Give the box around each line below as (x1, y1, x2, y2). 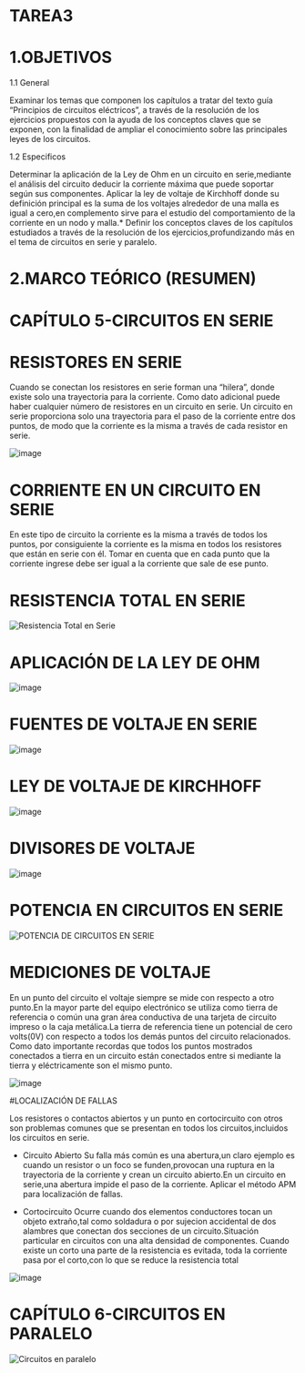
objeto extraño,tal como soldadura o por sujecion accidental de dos (22, 1215, 277, 1226)
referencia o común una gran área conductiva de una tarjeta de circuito (9, 1012, 278, 1022)
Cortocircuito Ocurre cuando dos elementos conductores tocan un (22, 1205, 273, 1216)
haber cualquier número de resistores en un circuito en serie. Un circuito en (9, 402, 293, 412)
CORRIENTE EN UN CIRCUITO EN (9, 480, 261, 501)
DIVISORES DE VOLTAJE (9, 839, 196, 859)
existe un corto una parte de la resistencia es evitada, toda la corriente (22, 1245, 288, 1256)
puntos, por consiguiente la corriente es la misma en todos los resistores (9, 539, 282, 550)
